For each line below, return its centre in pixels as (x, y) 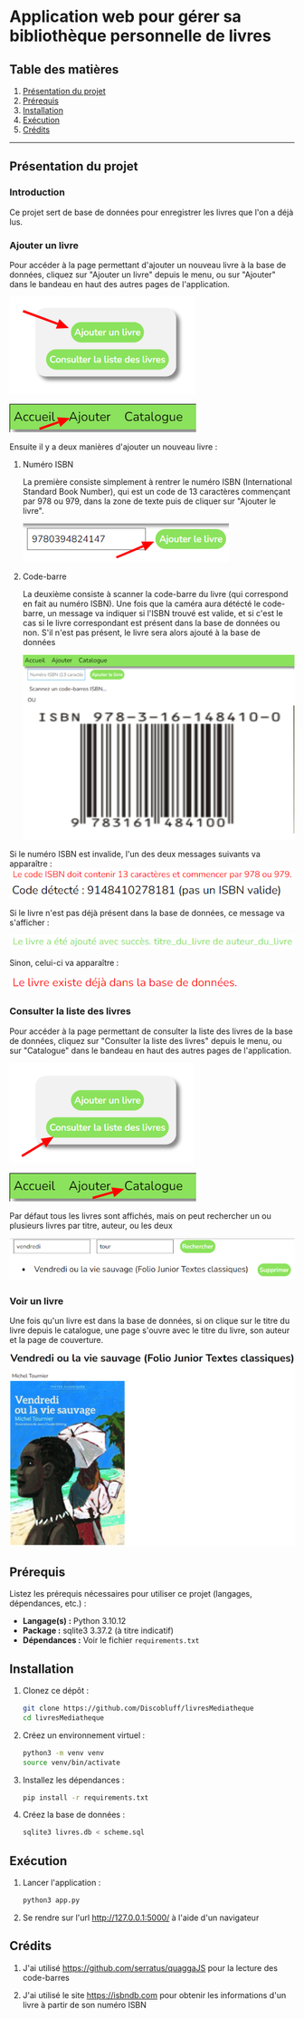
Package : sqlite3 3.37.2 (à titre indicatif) (98, 1631)
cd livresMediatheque (63, 1718)
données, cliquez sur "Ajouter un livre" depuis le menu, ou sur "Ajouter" (142, 275)
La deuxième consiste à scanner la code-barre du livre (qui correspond (155, 594)
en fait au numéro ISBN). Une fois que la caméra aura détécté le (141, 604)
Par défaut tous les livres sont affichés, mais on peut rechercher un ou (140, 1215)
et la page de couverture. (57, 1339)
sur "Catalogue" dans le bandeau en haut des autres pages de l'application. (151, 1050)
